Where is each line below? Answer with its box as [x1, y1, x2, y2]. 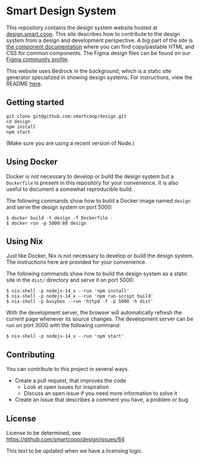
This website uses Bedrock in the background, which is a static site [6, 67, 172, 74]
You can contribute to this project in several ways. [6, 365, 130, 373]
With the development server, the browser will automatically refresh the [6, 309, 182, 316]
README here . [6, 80, 42, 87]
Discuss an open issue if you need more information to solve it [23, 390, 177, 397]
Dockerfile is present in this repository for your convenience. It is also [6, 179, 179, 186]
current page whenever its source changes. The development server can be [6, 315, 194, 322]
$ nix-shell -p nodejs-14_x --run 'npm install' [6, 288, 130, 294]
